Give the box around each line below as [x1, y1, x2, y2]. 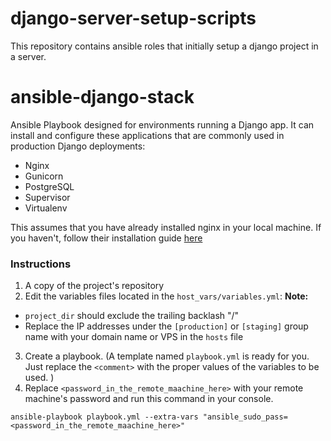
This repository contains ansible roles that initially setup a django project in [10, 40, 319, 52]
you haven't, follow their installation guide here [10, 232, 203, 244]
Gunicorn [24, 170, 64, 182]
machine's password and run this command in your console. [24, 393, 274, 405]
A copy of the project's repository [24, 280, 165, 292]
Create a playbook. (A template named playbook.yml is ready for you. [24, 350, 310, 362]
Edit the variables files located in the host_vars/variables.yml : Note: [24, 290, 309, 302]
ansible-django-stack [10, 86, 195, 109]
